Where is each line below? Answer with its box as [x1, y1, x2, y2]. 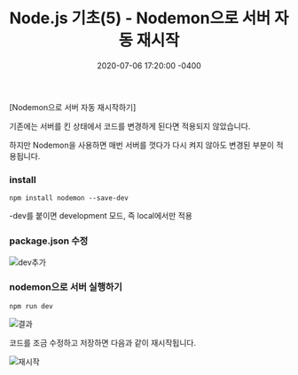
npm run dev [9, 301, 53, 311]
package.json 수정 [9, 235, 89, 247]
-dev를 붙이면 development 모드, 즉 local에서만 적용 [9, 211, 193, 221]
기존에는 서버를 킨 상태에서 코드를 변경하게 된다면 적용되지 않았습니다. [9, 121, 251, 132]
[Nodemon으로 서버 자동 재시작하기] [9, 101, 137, 112]
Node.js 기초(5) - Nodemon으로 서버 [9, 8, 271, 28]
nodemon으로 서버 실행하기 [9, 281, 122, 293]
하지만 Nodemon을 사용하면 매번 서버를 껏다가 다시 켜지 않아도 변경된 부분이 [9, 140, 275, 150]
